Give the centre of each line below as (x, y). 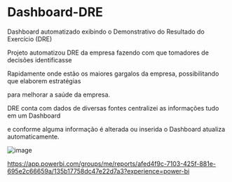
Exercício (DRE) (30, 38)
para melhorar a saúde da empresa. (59, 94)
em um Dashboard (34, 115)
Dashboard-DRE (55, 12)
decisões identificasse (40, 59)
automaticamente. (33, 136)
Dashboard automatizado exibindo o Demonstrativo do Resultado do (106, 31)
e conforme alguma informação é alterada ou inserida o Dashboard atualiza (116, 129)
